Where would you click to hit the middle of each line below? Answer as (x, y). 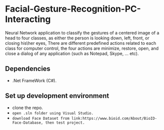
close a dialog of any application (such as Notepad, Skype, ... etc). (72, 53)
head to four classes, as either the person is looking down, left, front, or (77, 38)
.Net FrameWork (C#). (34, 80)
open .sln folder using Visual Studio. (53, 113)
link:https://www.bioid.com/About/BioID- (115, 118)
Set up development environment (57, 96)
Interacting (28, 19)
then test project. (65, 123)
